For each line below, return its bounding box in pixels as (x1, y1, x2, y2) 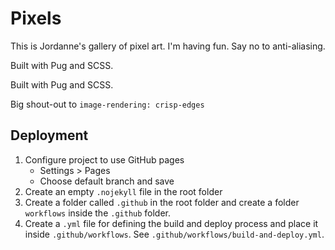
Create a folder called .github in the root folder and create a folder (24, 196, 300, 208)
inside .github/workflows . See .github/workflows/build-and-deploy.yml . (24, 228, 325, 240)
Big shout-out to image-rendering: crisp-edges (10, 98, 205, 110)
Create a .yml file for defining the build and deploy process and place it (24, 217, 319, 229)
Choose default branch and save (39, 175, 175, 187)
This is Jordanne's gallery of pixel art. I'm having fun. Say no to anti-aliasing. (10, 40, 326, 52)
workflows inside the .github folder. (24, 207, 172, 219)
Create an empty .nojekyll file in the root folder (24, 185, 223, 197)
